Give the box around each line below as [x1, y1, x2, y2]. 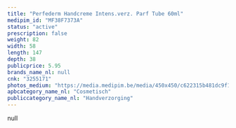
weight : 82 [7, 36, 39, 43]
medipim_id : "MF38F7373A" [7, 17, 83, 24]
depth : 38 [7, 56, 37, 63]
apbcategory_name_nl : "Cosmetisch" [7, 88, 112, 95]
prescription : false [7, 29, 68, 37]
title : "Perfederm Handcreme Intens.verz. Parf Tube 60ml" [7, 10, 184, 17]
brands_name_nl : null [7, 69, 71, 76]
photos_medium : [7, 82, 52, 89]
